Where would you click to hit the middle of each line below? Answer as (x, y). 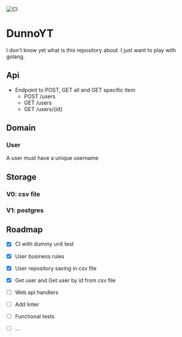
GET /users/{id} (43, 109)
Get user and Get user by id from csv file (65, 280)
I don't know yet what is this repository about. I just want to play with (91, 50)
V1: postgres (25, 210)
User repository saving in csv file (56, 268)
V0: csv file (23, 194)
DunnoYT (30, 34)
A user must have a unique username (53, 158)
